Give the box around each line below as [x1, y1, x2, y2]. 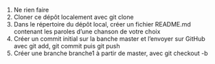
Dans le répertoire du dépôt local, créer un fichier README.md [13, 20, 191, 28]
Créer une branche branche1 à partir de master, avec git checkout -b [13, 49, 208, 57]
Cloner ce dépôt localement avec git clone [13, 13, 134, 21]
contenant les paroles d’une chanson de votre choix [13, 27, 161, 35]
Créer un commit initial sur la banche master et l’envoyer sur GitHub [13, 35, 206, 43]
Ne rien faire [13, 6, 49, 14]
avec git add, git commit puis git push [13, 42, 120, 50]
